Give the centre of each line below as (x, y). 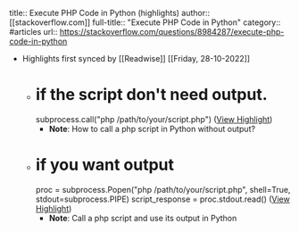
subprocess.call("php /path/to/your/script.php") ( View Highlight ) (154, 119)
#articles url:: (33, 32)
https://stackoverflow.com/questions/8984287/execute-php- (172, 32)
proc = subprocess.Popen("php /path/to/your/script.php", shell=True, (163, 189)
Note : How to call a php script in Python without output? (152, 128)
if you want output (105, 165)
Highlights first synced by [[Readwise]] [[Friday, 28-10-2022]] (136, 58)
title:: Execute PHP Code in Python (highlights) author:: (110, 13)
